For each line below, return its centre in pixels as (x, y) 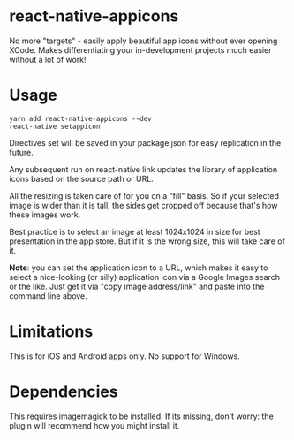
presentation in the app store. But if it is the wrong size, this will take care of (147, 241)
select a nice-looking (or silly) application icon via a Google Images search (145, 277)
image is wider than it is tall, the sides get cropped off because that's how (143, 205)
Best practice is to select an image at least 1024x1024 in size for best (135, 231)
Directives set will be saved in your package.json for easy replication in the (145, 142)
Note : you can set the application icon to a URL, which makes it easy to (139, 268)
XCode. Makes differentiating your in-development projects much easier (140, 49)
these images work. (45, 215)
